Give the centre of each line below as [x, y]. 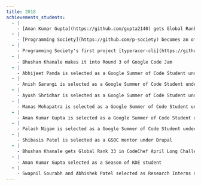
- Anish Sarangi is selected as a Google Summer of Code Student [100, 85]
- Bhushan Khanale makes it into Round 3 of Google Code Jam [95, 62]
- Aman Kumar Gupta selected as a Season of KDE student [89, 163]
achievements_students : [36, 17]
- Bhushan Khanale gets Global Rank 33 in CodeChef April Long [98, 151]
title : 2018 [21, 12]
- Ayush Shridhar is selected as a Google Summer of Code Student [101, 95]
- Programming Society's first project [67, 51]
